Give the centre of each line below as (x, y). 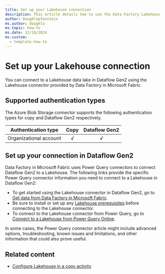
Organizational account (34, 138)
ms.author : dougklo (25, 23)
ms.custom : (16, 37)
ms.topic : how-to (23, 28)
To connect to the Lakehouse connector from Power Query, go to (78, 214)
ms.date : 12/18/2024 (26, 33)
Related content (30, 254)
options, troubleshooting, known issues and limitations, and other (71, 234)
